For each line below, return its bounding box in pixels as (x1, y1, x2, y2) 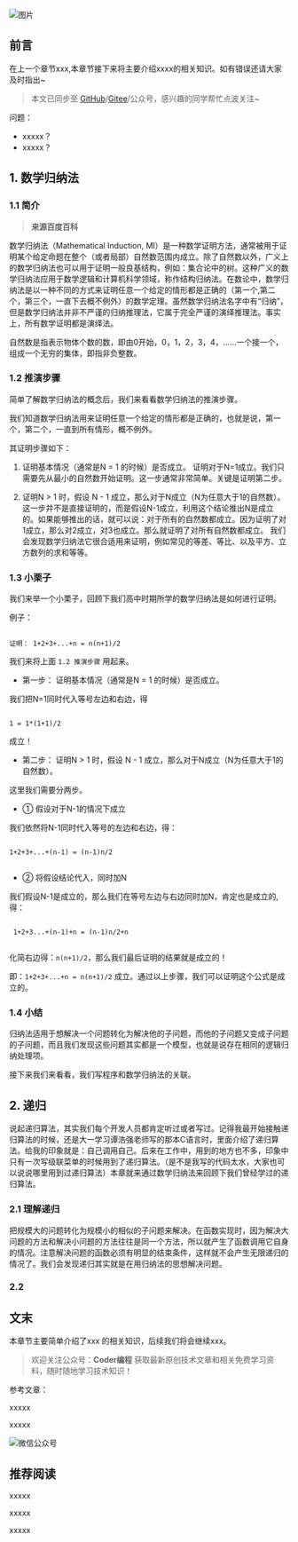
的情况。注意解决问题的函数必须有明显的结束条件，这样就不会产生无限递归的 (9, 1247, 289, 1258)
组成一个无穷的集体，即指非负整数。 (9, 347, 142, 359)
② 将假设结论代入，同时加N (21, 873, 127, 883)
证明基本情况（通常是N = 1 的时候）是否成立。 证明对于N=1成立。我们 (21, 462, 278, 472)
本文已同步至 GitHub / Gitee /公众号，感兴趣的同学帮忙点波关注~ (30, 93, 260, 104)
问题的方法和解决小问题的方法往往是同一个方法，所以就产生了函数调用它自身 (9, 1236, 289, 1246)
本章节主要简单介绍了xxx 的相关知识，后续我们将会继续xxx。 (9, 1336, 231, 1347)
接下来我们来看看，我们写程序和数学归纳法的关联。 (9, 1070, 196, 1080)
